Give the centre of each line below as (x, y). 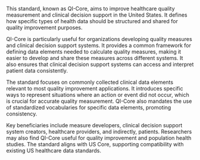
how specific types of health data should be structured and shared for (92, 21)
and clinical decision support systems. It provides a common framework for (99, 45)
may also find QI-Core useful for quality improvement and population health (99, 138)
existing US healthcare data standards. (54, 150)
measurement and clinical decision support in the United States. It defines (97, 15)
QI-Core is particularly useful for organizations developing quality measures (99, 39)
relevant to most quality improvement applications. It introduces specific (95, 88)
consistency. (22, 114)
